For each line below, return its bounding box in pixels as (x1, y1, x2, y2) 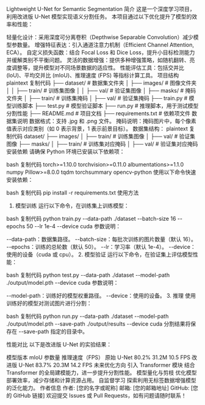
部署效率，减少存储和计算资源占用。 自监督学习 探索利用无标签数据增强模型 (6, 377, 196, 384)
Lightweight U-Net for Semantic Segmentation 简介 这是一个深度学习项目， (6, 5, 195, 12)
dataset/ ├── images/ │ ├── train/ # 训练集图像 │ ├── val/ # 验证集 (23, 133, 196, 140)
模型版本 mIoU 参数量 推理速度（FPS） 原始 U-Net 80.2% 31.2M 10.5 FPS (6, 354, 191, 361)
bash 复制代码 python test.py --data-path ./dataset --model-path (6, 271, 170, 279)
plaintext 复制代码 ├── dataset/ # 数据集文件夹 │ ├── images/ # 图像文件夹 (6, 79, 197, 87)
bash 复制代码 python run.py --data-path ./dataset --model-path (6, 313, 169, 320)
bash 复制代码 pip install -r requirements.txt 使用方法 (6, 189, 139, 196)
